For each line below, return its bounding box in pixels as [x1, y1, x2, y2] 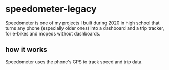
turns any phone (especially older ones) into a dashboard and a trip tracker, [5, 25, 165, 31]
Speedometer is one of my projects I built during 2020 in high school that [5, 20, 160, 26]
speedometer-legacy [5, 3, 97, 15]
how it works [5, 45, 48, 54]
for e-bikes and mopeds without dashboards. [5, 30, 101, 37]
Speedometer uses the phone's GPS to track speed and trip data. [5, 59, 143, 65]
